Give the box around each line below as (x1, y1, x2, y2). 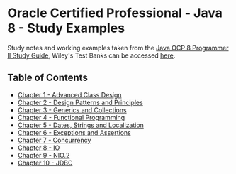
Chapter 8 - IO (17, 143, 60, 152)
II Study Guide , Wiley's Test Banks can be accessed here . (7, 51, 176, 60)
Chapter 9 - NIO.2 (17, 151, 70, 159)
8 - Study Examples (7, 20, 125, 36)
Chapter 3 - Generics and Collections (17, 105, 127, 114)
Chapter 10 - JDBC (17, 158, 73, 167)
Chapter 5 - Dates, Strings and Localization (17, 121, 144, 129)
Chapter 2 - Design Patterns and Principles (17, 98, 143, 107)
